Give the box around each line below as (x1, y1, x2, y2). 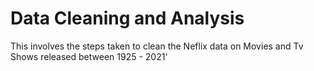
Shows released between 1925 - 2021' (10, 50, 168, 62)
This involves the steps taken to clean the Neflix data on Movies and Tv (10, 40, 304, 52)
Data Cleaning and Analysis (10, 7, 245, 30)
